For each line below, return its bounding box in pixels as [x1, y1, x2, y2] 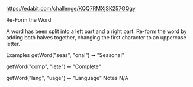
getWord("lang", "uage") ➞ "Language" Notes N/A [6, 75, 128, 81]
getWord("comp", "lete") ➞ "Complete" [6, 63, 102, 70]
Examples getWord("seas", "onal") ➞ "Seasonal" [6, 52, 124, 58]
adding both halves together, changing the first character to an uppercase [6, 34, 186, 41]
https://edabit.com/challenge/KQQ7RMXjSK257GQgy [6, 5, 136, 12]
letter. [6, 41, 21, 47]
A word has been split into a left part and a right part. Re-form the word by [6, 28, 187, 35]
